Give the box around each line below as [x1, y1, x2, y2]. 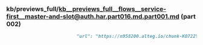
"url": [76, 34, 94, 40]
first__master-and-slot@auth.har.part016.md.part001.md [6, 12, 180, 20]
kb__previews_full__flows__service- [58, 5, 167, 13]
